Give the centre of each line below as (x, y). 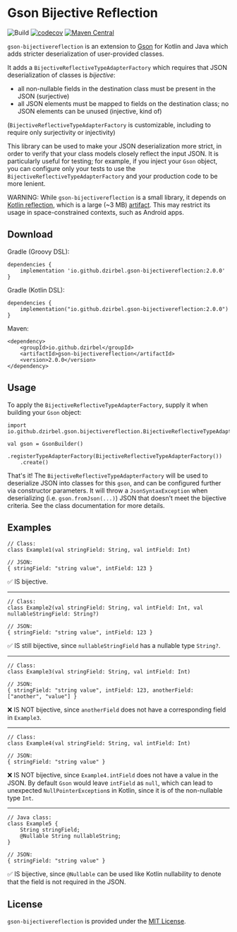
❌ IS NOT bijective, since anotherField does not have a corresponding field (117, 710)
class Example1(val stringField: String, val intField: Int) (99, 550)
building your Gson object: (44, 412)
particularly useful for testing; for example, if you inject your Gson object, (113, 161)
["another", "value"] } (42, 697)
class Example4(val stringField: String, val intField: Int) (99, 743)
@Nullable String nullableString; (71, 836)
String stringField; (50, 830)
